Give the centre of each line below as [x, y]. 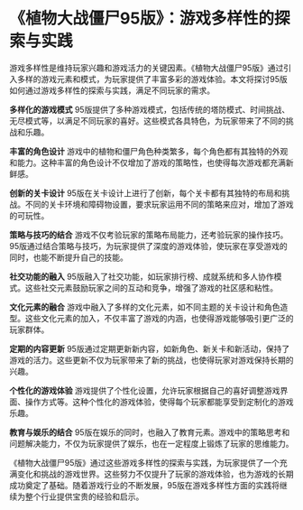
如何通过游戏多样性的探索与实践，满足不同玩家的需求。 [112, 90]
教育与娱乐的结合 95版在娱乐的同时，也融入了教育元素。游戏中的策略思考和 [150, 432]
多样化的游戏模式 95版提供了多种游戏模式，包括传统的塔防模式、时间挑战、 [150, 109]
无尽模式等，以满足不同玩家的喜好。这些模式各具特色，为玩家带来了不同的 [147, 121]
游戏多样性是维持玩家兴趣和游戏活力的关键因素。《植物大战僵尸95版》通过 [147, 68]
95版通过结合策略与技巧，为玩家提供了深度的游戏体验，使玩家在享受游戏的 [148, 246]
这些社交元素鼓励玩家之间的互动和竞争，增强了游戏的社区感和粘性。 [151, 287]
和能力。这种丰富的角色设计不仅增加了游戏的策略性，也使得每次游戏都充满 [147, 162]
